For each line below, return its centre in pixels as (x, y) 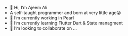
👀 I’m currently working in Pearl (42, 18)
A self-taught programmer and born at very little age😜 (65, 13)
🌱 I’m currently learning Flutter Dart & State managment (66, 23)
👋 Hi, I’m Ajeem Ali (29, 8)
